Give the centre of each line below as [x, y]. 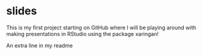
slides [22, 11]
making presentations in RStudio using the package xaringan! [82, 33]
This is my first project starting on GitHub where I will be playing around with [101, 27]
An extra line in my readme [40, 45]
